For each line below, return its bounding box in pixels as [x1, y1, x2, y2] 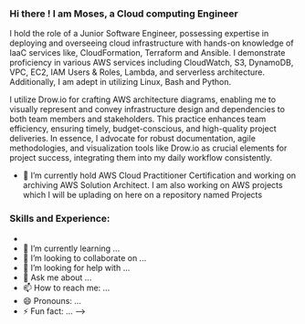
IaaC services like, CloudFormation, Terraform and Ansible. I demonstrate [9, 47, 286, 58]
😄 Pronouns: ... [22, 295, 82, 306]
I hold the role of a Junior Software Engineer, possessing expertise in [9, 28, 269, 39]
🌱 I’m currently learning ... [22, 243, 121, 254]
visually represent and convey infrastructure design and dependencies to [9, 104, 286, 115]
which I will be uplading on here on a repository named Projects [22, 190, 263, 201]
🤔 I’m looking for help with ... [22, 262, 131, 273]
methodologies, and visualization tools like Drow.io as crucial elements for [9, 142, 288, 153]
